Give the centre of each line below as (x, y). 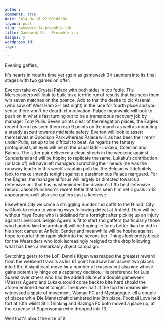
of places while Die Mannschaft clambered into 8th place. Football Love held (83, 298)
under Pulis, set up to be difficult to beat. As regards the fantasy (70, 142)
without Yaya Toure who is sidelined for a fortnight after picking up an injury (82, 215)
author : (13, 10)
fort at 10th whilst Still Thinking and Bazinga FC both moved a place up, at (80, 303)
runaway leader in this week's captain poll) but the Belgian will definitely (78, 168)
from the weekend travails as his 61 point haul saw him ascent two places (80, 261)
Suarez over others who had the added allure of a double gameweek (75, 277)
